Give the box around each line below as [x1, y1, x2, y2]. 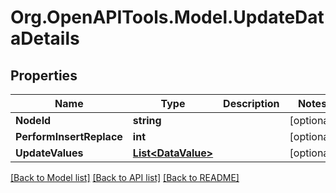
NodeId [15, 114, 52, 127]
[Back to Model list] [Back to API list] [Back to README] [10, 172, 240, 183]
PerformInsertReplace [15, 130, 123, 143]
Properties [10, 67, 78, 84]
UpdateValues [15, 146, 84, 160]
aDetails [10, 27, 80, 50]
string [132, 114, 162, 127]
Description [223, 97, 280, 110]
